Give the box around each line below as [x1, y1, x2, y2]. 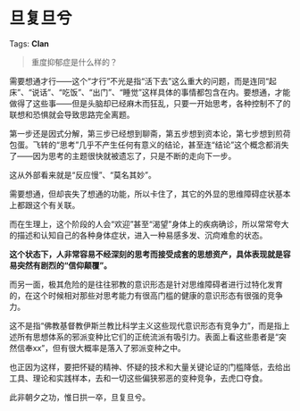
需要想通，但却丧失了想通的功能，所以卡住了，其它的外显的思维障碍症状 [9, 189, 275, 199]
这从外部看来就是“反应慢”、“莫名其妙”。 [9, 169, 156, 180]
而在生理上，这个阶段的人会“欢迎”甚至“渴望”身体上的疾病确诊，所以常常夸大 [9, 218, 289, 229]
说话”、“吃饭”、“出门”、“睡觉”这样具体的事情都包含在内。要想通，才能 [31, 87, 291, 97]
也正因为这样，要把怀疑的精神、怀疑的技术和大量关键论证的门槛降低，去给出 [9, 361, 291, 372]
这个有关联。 [32, 199, 80, 210]
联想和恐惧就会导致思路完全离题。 [9, 109, 135, 120]
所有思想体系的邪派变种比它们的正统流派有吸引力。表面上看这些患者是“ [16, 331, 279, 342]
